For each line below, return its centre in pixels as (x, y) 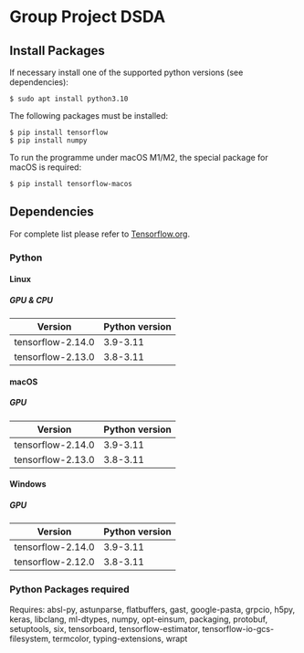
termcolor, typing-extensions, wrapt (120, 638)
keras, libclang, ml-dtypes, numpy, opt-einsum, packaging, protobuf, (138, 619)
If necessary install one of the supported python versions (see (126, 72)
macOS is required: (46, 167)
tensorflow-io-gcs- (238, 628)
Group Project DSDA (88, 17)
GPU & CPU (31, 300)
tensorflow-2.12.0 (54, 562)
